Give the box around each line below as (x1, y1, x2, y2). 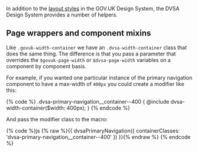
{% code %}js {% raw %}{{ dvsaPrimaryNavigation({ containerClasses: (6, 127, 180, 134)
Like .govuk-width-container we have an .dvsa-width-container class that (6, 44, 187, 51)
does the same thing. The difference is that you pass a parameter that (6, 50, 176, 57)
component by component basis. (6, 62, 87, 70)
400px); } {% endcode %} (66, 104, 130, 111)
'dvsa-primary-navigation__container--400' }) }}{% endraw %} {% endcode (6, 133, 191, 140)
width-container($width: (6, 104, 66, 111)
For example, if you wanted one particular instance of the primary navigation (6, 74, 193, 81)
